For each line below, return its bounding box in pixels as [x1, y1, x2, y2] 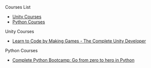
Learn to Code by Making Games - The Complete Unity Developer [12, 38, 146, 44]
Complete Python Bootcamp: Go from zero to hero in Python [12, 57, 135, 63]
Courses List [5, 4, 31, 10]
